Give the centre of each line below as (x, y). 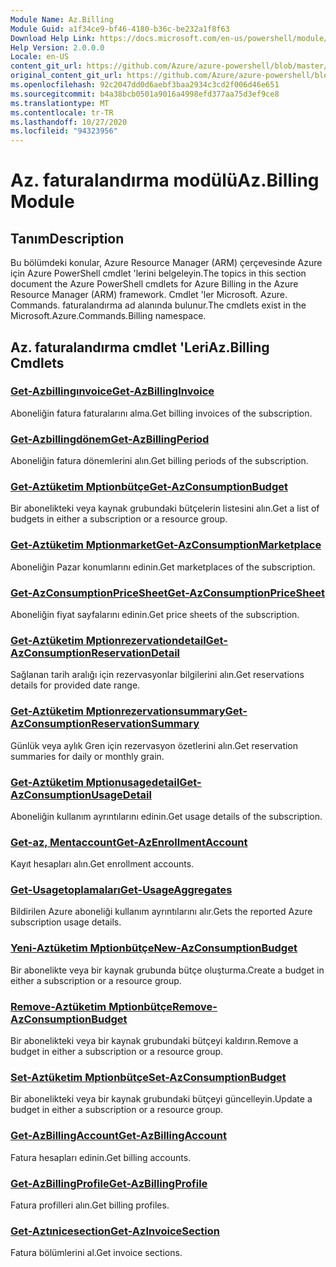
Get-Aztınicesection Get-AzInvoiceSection (115, 1231)
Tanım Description (67, 238)
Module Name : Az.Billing (62, 19)
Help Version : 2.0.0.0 (57, 47)
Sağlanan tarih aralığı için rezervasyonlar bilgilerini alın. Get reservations (157, 675)
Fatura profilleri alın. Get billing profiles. (90, 1205)
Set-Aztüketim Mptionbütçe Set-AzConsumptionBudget (148, 1077)
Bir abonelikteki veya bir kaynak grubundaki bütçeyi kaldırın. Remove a (154, 1041)
